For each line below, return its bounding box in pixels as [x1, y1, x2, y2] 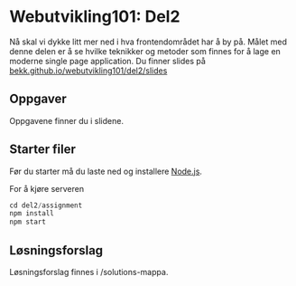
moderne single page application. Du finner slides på [9, 55, 206, 66]
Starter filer [9, 142, 77, 157]
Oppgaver [9, 91, 68, 107]
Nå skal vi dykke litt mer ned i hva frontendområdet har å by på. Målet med [9, 36, 287, 47]
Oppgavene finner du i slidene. [9, 115, 125, 126]
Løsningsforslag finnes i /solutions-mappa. [9, 267, 169, 277]
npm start [9, 217, 47, 227]
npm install [9, 209, 54, 218]
